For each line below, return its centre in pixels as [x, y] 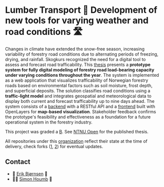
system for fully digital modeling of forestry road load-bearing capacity [80, 70]
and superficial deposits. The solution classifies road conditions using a [78, 91]
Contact [18, 162]
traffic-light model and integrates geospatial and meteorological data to [78, 96]
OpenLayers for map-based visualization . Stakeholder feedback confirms [81, 111]
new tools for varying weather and [77, 20]
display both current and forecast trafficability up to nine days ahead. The [80, 101]
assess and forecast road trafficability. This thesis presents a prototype [78, 64]
